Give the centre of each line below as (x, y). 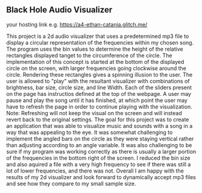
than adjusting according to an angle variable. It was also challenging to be (99, 145)
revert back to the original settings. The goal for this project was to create (98, 119)
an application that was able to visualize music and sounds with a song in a (99, 125)
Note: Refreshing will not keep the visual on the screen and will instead (94, 113)
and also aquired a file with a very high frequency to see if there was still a (99, 164)
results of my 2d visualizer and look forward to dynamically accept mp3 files (101, 177)
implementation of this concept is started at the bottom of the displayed (95, 62)
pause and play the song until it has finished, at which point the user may (97, 100)
